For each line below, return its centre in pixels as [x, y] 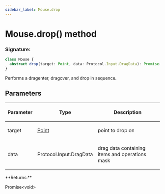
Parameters [23, 94]
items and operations [122, 154]
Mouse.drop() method [51, 34]
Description [128, 112]
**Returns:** [19, 177]
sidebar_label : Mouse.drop [33, 10]
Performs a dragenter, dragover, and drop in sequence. [61, 78]
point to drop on [116, 130]
